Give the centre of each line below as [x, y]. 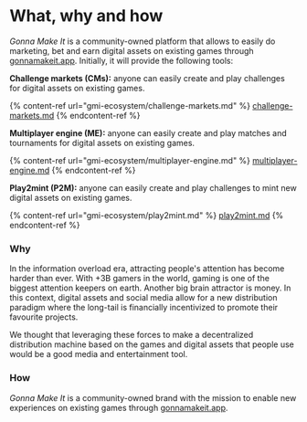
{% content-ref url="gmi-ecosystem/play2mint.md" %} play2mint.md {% [147, 215]
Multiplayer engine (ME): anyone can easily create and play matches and [148, 132]
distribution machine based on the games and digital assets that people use [152, 344]
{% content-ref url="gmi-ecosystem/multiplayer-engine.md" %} [130, 160]
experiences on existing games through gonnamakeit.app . [119, 407]
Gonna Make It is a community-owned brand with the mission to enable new [153, 397]
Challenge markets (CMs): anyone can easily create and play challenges [147, 78]
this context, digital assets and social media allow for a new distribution [143, 298]
